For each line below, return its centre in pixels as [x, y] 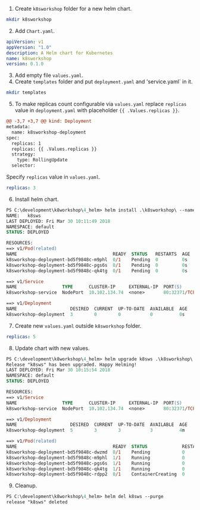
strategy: [24, 154]
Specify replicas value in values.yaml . [54, 177]
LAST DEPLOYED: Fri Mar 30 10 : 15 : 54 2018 [58, 370]
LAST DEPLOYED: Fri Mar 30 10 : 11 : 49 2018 [58, 221]
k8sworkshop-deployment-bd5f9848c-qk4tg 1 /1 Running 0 [96, 469]
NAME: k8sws [24, 216]
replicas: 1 [26, 143]
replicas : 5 [21, 337]
